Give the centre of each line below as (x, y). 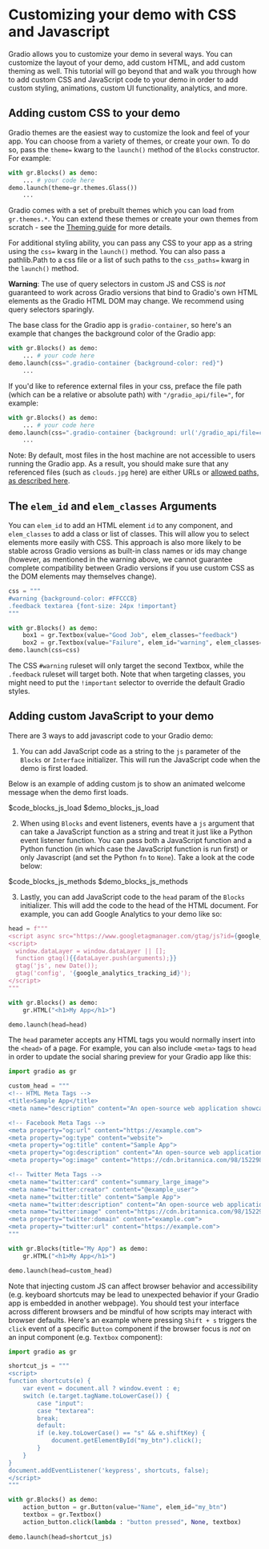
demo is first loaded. (54, 768)
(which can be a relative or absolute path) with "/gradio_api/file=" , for (126, 394)
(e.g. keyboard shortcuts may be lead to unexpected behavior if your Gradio (134, 1294)
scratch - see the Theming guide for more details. (90, 228)
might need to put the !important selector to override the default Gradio (127, 683)
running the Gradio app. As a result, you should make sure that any (118, 464)
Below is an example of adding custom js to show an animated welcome (127, 784)
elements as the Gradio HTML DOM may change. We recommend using (126, 301)
